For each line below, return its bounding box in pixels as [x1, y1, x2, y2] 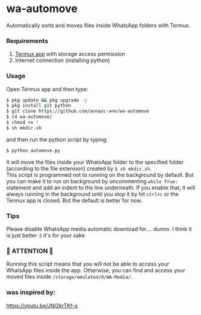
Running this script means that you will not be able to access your [6, 260, 170, 268]
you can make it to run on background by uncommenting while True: [6, 177, 178, 185]
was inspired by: [6, 288, 56, 296]
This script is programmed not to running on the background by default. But [6, 171, 194, 179]
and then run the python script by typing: [6, 136, 108, 143]
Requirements [6, 37, 49, 45]
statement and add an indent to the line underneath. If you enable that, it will [6, 184, 196, 191]
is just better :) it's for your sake [6, 231, 85, 239]
